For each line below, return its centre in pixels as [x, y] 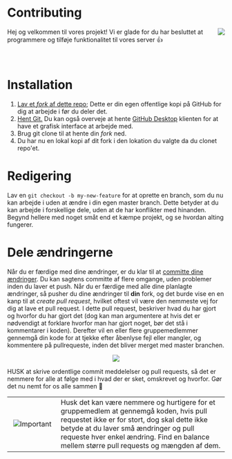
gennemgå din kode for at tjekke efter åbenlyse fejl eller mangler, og [104, 337]
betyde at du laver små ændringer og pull [128, 428]
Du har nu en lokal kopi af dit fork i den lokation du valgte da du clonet [117, 140]
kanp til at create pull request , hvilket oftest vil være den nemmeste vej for [113, 301]
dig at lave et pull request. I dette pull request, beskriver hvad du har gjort [112, 308]
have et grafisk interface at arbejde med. [75, 126]
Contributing [45, 13]
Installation [40, 85]
